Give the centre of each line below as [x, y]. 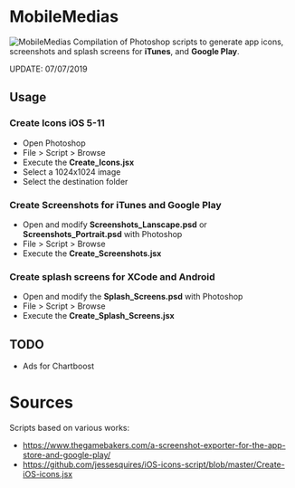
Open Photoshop [54, 143]
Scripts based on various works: [70, 427]
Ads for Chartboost [58, 366]
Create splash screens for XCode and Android [112, 276]
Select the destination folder [75, 181]
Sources [42, 402]
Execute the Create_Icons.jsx [78, 162]
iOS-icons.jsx [48, 474]
